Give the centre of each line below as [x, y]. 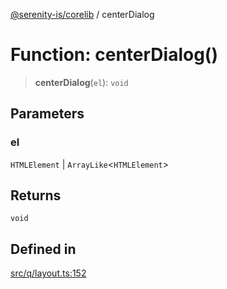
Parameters [47, 114]
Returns [36, 195]
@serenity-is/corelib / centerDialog [82, 14]
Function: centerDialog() [114, 55]
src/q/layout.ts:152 [48, 273]
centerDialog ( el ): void [81, 82]
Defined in [43, 249]
